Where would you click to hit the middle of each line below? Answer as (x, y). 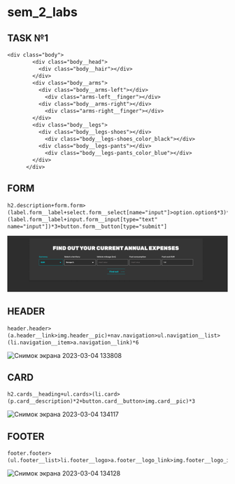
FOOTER (26, 436)
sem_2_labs (43, 12)
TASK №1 (28, 38)
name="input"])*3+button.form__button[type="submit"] (87, 226)
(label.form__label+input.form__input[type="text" (83, 219)
